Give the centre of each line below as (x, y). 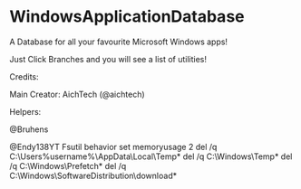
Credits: (24, 76)
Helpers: (25, 111)
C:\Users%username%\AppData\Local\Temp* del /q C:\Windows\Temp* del (151, 156)
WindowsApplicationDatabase (127, 17)
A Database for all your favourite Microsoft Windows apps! (119, 42)
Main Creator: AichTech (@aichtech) (77, 94)
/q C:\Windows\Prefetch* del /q (68, 165)
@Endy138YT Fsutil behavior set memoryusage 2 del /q (113, 146)
